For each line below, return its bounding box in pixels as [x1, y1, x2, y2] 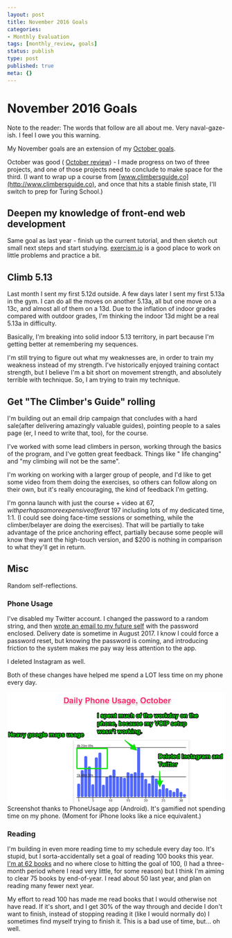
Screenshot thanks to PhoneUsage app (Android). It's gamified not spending [7, 805, 226, 813]
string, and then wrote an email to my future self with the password [7, 622, 199, 631]
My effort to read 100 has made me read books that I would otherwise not [7, 895, 217, 903]
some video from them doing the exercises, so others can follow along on [7, 478, 217, 486]
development [7, 218, 66, 230]
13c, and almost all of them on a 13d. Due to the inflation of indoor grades [7, 305, 216, 313]
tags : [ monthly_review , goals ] [7, 40, 98, 48]
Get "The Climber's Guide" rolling [7, 395, 156, 407]
